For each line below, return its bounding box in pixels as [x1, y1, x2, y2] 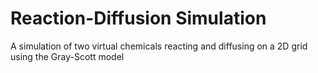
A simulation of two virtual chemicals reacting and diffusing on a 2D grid [10, 40, 308, 52]
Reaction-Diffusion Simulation [10, 7, 267, 30]
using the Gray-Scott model [10, 50, 125, 62]
